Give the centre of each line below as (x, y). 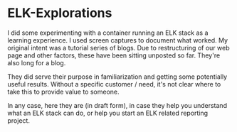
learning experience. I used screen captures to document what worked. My (118, 40)
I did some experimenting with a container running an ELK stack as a (108, 33)
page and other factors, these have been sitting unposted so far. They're (114, 55)
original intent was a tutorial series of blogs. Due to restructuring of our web (118, 48)
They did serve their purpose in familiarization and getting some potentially (117, 77)
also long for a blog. (37, 62)
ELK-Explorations (60, 13)
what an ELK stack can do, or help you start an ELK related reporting (108, 113)
